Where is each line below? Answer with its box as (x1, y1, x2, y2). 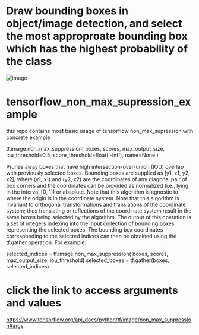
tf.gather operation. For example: (6, 239, 87, 246)
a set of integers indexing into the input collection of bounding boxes (6, 220, 175, 227)
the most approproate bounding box (6, 30, 188, 43)
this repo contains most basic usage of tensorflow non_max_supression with (6, 127, 194, 134)
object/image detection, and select (6, 17, 182, 30)
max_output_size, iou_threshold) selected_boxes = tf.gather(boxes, (6, 257, 169, 264)
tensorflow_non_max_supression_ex (6, 95, 191, 109)
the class (6, 55, 52, 68)
